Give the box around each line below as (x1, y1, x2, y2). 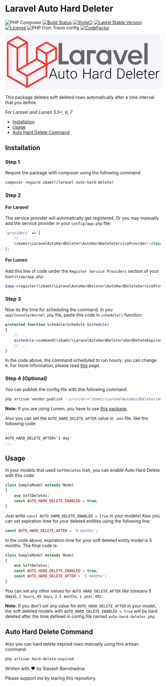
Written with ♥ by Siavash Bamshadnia (5, 665, 85, 671)
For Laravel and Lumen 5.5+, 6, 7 (5, 109, 73, 115)
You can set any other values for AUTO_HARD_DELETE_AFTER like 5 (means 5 (5, 588, 152, 594)
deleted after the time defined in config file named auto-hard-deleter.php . (5, 613, 157, 619)
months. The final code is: (5, 542, 58, 548)
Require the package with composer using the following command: (5, 170, 142, 176)
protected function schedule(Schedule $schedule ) (5, 322, 110, 327)
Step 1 (5, 158, 20, 165)
